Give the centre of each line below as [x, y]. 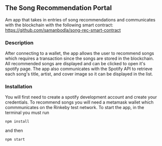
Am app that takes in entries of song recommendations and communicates [80, 19]
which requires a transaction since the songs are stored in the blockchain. [80, 58]
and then [14, 130]
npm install [17, 122]
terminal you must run [27, 113]
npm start [15, 140]
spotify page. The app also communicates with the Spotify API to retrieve [79, 69]
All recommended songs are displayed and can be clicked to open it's [75, 64]
